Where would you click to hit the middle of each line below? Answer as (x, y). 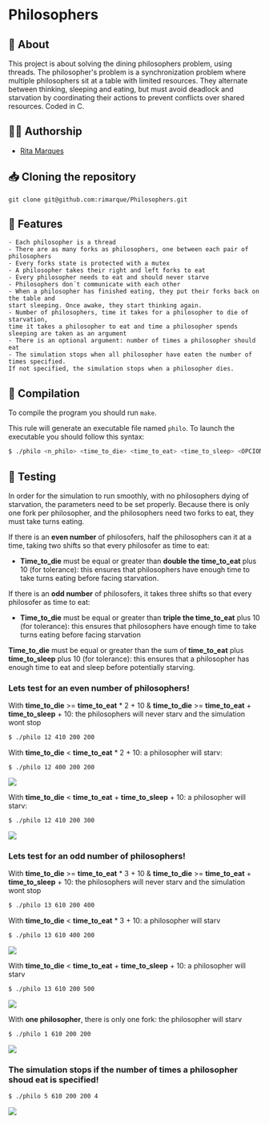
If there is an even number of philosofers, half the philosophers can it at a (130, 537)
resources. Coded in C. (46, 106)
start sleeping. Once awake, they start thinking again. (105, 306)
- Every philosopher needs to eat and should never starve (109, 278)
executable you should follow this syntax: (76, 437)
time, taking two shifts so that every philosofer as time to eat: (109, 545)
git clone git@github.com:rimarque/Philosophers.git (98, 199)
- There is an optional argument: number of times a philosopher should (132, 341)
